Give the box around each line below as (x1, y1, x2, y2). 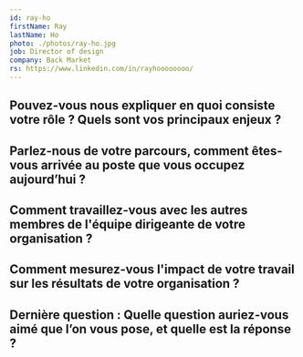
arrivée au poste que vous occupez (40, 157, 246, 173)
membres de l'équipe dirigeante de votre (9, 217, 246, 232)
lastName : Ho (9, 30, 59, 39)
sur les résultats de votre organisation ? (9, 276, 240, 291)
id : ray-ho (9, 13, 51, 23)
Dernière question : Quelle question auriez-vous (9, 307, 289, 322)
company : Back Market (9, 56, 92, 65)
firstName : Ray (9, 22, 68, 31)
